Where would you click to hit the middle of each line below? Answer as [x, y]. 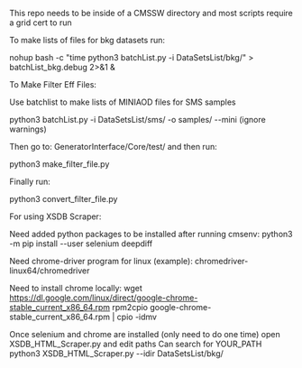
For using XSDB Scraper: [55, 216]
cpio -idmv [137, 317]
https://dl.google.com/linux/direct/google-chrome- [104, 298]
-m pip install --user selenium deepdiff [81, 244]
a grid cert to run [41, 23]
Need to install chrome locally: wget [76, 288]
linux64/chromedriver [50, 271]
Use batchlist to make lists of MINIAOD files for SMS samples [123, 102]
